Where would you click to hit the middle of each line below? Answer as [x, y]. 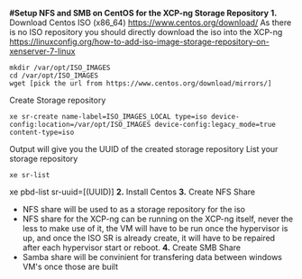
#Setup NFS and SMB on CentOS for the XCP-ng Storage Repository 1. [143, 13]
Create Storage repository [58, 100]
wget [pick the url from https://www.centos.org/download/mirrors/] [141, 84]
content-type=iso [42, 132]
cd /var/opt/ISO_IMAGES [54, 76]
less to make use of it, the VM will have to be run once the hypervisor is [155, 228]
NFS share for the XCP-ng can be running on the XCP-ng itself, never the [158, 219]
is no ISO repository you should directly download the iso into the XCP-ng [146, 32]
